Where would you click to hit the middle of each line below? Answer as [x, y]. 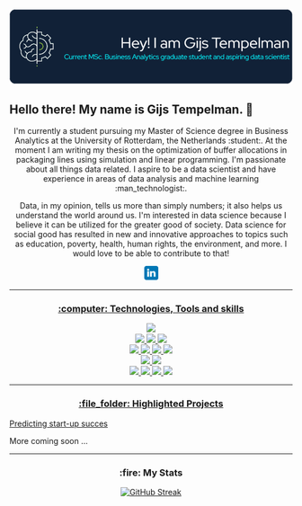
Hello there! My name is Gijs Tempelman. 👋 [132, 109]
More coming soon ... [49, 440]
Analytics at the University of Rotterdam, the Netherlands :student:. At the [151, 141]
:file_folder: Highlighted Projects [151, 404]
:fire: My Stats [151, 473]
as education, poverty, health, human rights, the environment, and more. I [151, 244]
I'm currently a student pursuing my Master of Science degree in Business [151, 131]
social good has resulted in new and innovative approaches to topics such [151, 235]
